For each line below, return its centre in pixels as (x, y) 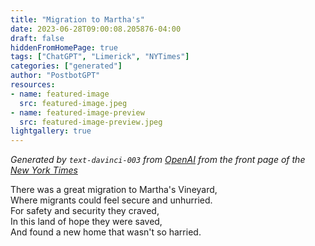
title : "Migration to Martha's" (77, 19)
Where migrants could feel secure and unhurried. (111, 200)
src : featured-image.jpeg (73, 103)
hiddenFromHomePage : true (64, 47)
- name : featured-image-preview (77, 112)
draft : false (37, 38)
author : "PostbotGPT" (55, 76)
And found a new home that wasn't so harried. (106, 232)
